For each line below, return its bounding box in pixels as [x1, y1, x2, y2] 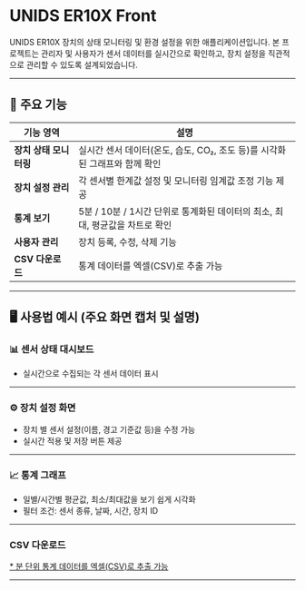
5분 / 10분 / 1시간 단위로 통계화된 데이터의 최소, [78, 205, 273, 218]
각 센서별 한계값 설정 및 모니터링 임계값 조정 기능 [78, 174, 274, 187]
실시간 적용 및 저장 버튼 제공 [22, 435, 123, 446]
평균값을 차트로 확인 [91, 219, 172, 231]
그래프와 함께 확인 [89, 157, 162, 170]
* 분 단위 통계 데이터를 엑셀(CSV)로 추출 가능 [9, 561, 169, 572]
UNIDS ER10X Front [9, 5, 157, 26]
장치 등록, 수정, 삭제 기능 [78, 235, 177, 248]
